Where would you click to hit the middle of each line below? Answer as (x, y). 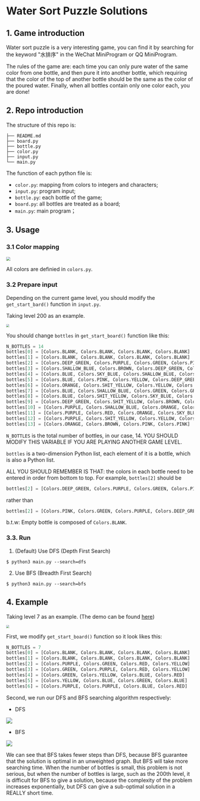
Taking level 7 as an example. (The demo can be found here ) (80, 616)
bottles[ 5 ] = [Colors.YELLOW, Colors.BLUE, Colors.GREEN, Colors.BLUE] (97, 680)
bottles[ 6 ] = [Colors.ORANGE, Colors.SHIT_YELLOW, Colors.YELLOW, (90, 385)
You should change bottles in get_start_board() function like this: (88, 335)
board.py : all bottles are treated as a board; (68, 204)
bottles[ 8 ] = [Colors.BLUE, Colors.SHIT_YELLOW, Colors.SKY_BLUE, (90, 396)
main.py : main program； (45, 211)
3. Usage (23, 230)
